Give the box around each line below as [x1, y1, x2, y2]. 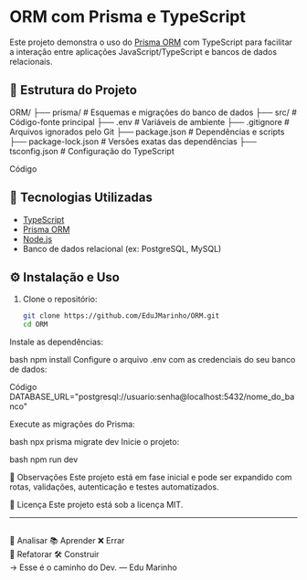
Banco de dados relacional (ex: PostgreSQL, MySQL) [22, 243, 222, 254]
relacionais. [9, 56, 53, 67]
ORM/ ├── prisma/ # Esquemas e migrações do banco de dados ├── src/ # [9, 107, 297, 118]
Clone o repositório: [22, 294, 98, 305]
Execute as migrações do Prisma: [9, 418, 135, 430]
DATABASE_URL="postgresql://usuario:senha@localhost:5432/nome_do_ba [9, 391, 295, 403]
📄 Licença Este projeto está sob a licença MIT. [9, 500, 184, 511]
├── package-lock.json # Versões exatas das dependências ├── [9, 135, 258, 147]
